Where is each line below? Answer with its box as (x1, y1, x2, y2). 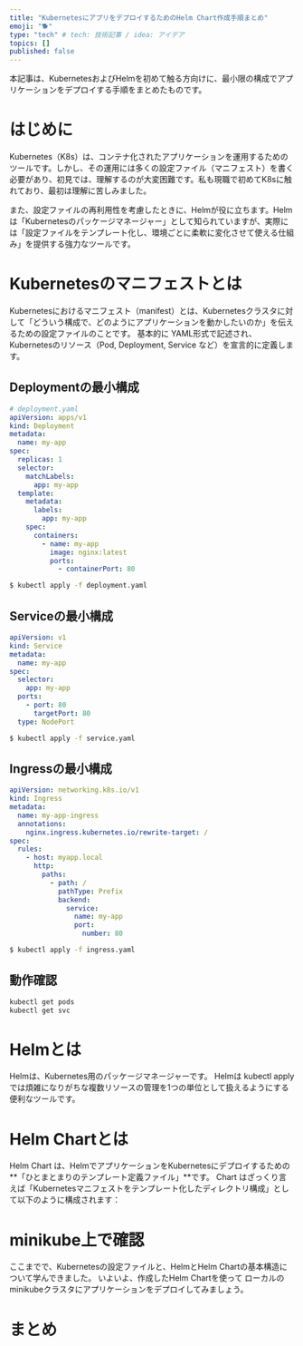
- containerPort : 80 (57, 564, 136, 574)
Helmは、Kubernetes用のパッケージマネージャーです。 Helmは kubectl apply (9, 1071, 295, 1082)
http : (33, 862, 54, 871)
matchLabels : (25, 472, 75, 481)
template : (17, 489, 54, 498)
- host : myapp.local (25, 853, 103, 863)
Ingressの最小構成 (9, 761, 113, 776)
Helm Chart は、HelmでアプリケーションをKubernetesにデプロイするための (9, 1160, 291, 1171)
